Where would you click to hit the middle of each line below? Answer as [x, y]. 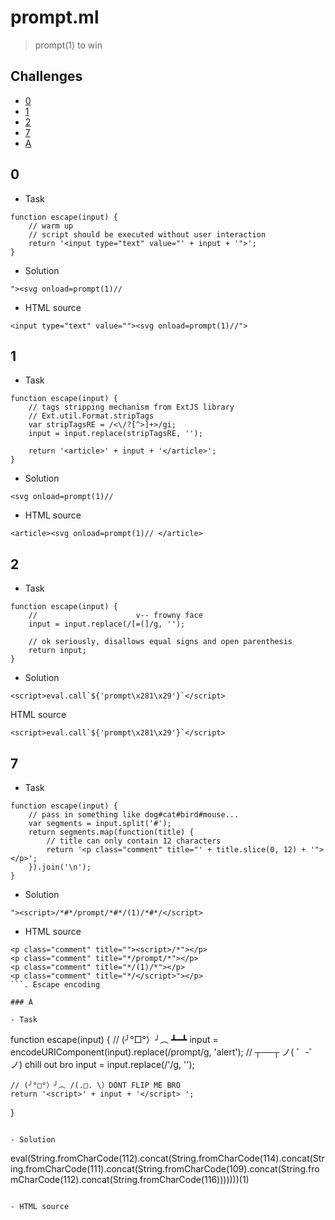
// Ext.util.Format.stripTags [91, 416]
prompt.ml [55, 17]
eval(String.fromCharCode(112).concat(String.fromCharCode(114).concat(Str [167, 1158]
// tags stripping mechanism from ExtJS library [131, 407]
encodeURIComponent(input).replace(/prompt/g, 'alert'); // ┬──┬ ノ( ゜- [160, 1052]
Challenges [46, 76]
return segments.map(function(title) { [111, 832]
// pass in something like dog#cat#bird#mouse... [134, 815]
